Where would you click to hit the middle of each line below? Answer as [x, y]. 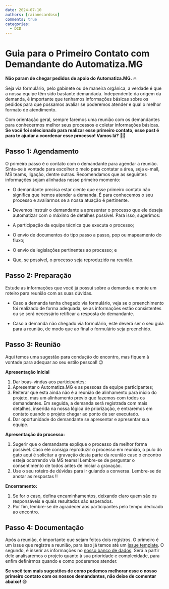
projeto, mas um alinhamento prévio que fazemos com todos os [79, 398]
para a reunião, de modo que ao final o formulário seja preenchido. [82, 329]
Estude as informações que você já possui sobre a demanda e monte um [81, 287]
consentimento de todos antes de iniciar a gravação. [67, 465]
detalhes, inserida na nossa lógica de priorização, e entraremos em [82, 408]
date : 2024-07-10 [23, 10]
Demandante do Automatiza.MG [74, 64]
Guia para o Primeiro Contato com [77, 54]
